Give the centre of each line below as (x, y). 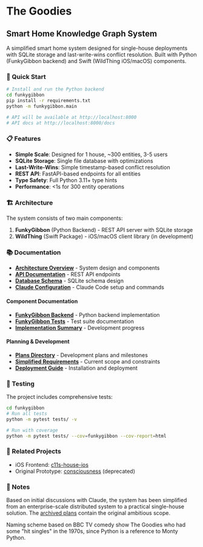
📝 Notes (18, 487)
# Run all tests (27, 414)
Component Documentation (42, 301)
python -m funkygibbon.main (42, 106)
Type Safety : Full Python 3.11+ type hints (66, 180)
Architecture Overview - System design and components (87, 268)
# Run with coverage (32, 430)
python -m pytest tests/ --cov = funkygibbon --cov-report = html (86, 436)
